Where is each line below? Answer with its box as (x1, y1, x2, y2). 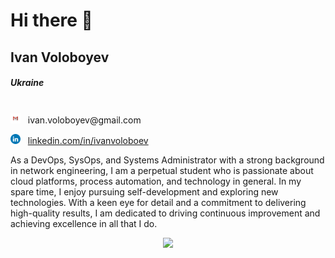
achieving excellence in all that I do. (10, 217, 158, 229)
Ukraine (10, 77, 45, 89)
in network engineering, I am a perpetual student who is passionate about (10, 164, 314, 176)
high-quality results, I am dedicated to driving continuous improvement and (10, 207, 321, 219)
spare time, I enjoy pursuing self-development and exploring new (10, 185, 279, 198)
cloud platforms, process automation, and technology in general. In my (10, 175, 302, 187)
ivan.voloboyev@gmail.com (27, 114, 142, 126)
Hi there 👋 (10, 9, 93, 32)
